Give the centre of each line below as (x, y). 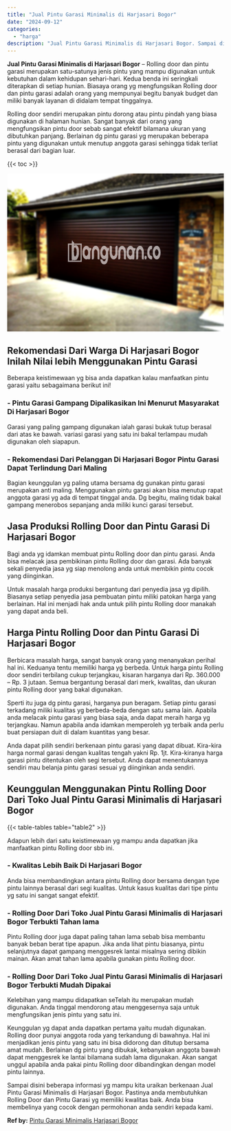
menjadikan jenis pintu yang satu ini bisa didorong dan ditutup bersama (108, 1043)
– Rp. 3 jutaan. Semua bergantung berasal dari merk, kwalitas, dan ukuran (112, 682)
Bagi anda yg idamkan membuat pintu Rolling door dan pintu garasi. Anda (111, 554)
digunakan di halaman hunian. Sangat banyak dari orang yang (95, 121)
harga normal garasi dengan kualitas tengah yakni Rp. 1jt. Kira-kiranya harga (115, 753)
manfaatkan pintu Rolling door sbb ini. (61, 848)
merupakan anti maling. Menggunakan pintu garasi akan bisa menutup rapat (115, 490)
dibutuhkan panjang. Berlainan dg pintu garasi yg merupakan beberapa (108, 136)
